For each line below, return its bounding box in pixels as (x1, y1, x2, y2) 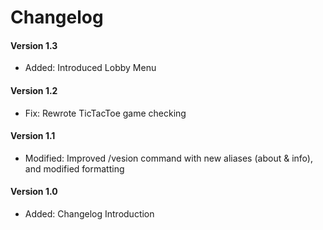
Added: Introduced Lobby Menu (24, 62, 157, 74)
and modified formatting (24, 162, 125, 175)
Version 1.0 (10, 186, 58, 198)
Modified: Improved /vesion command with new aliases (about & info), (24, 152, 313, 164)
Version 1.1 (10, 130, 56, 142)
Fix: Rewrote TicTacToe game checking (24, 107, 187, 119)
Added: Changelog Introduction (24, 208, 155, 220)
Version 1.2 (10, 84, 58, 96)
